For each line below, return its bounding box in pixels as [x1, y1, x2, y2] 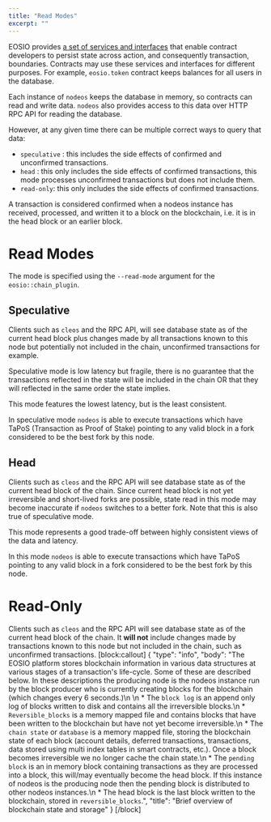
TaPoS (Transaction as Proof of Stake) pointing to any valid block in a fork [8, 424, 255, 433]
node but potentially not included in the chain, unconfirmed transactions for [8, 342, 260, 352]
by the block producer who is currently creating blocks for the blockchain [8, 684, 253, 693]
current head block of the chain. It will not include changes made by [8, 632, 236, 642]
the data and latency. [8, 536, 78, 546]
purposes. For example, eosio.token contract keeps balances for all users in [8, 67, 263, 77]
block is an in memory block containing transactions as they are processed [8, 762, 259, 771]
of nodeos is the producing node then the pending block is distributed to [8, 779, 250, 788]
